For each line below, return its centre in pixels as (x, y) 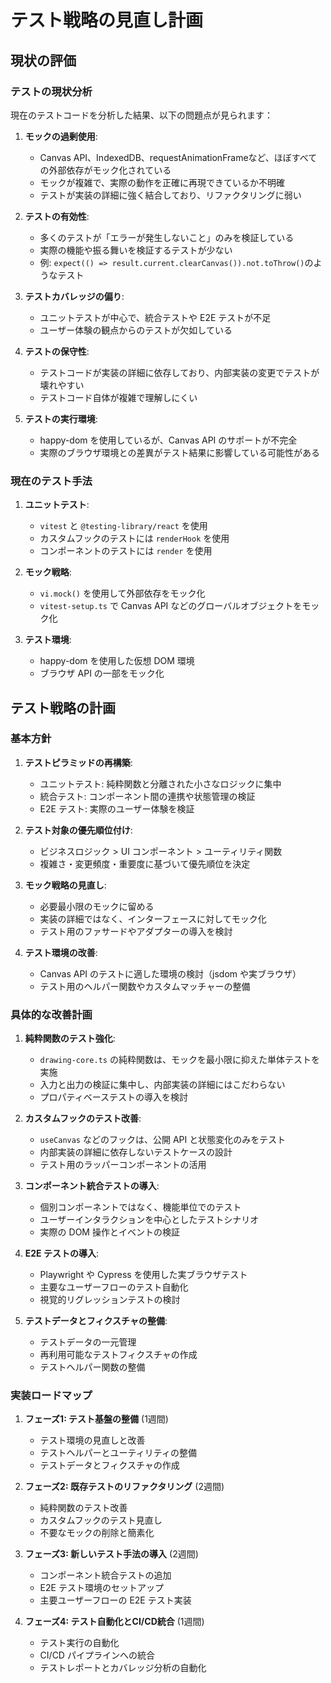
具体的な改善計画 (51, 1014)
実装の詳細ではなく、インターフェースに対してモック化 (153, 918)
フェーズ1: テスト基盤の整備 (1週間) (96, 1419)
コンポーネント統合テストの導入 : (92, 1186)
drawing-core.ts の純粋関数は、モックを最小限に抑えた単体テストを (179, 1060)
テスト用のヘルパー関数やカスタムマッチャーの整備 (145, 986)
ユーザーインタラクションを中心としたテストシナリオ (149, 1220)
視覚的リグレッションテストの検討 (110, 1300)
